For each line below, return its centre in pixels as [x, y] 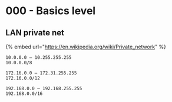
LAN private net [35, 33]
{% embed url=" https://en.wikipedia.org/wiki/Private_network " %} [86, 47]
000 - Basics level [51, 11]
